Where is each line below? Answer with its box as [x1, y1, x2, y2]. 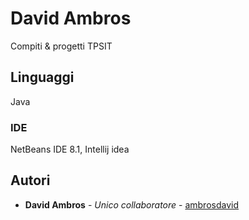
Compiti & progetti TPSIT [10, 40, 113, 52]
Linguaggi [10, 69, 75, 86]
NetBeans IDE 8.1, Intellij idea [10, 143, 130, 156]
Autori [10, 172, 51, 189]
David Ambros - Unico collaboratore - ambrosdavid [24, 198, 240, 211]
